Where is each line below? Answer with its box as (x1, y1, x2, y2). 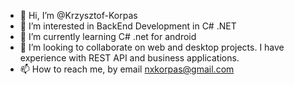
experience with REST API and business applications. (19, 52, 240, 64)
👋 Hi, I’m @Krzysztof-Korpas (19, 10, 138, 21)
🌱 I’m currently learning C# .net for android (19, 31, 197, 42)
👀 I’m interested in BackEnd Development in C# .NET (19, 20, 237, 32)
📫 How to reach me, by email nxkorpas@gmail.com (19, 63, 235, 75)
